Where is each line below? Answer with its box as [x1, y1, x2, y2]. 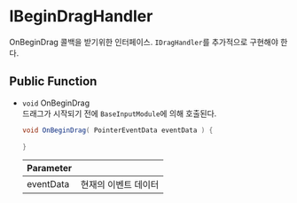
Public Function [9, 74, 98, 90]
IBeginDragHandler [9, 6, 153, 27]
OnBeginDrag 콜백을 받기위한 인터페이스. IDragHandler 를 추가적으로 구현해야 [9, 36, 279, 47]
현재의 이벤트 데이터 [80, 179, 160, 191]
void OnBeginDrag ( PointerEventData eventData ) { [21, 126, 214, 135]
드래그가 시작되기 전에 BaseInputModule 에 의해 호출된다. [21, 108, 217, 119]
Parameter [26, 162, 73, 175]
